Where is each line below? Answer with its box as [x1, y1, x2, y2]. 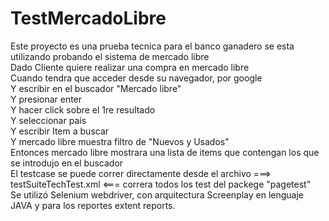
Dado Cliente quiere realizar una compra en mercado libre [10, 61, 250, 73]
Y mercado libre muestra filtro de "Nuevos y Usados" [10, 135, 230, 147]
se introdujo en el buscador [10, 157, 124, 169]
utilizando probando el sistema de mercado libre [10, 50, 210, 62]
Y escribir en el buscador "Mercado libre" [10, 82, 182, 94]
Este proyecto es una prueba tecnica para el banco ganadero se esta [10, 40, 295, 52]
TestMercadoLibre [10, 7, 167, 30]
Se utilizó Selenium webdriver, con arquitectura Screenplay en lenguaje [10, 188, 305, 201]
